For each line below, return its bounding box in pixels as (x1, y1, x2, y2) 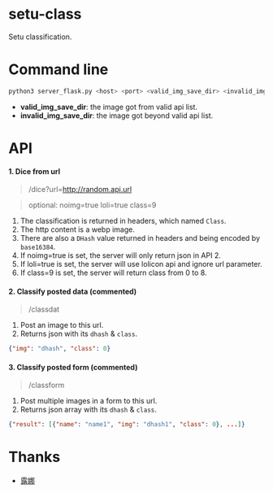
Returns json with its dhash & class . (19, 329, 138, 338)
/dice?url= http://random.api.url (28, 185, 132, 194)
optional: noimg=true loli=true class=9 (28, 200, 157, 210)
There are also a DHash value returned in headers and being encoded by (19, 233, 261, 243)
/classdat (28, 304, 59, 314)
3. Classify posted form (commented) (8, 362, 138, 372)
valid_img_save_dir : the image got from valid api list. (19, 102, 197, 111)
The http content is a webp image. (19, 225, 136, 234)
